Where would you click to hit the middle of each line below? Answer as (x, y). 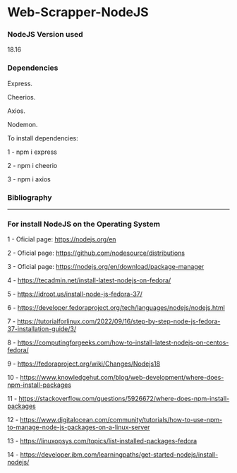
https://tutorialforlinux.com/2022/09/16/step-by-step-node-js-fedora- (119, 321)
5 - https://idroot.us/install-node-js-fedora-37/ (75, 294)
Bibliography (30, 197)
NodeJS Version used (45, 35)
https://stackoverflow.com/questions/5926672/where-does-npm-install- (124, 399)
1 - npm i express (32, 152)
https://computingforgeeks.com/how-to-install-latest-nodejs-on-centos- (123, 342)
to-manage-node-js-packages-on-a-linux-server (79, 427)
